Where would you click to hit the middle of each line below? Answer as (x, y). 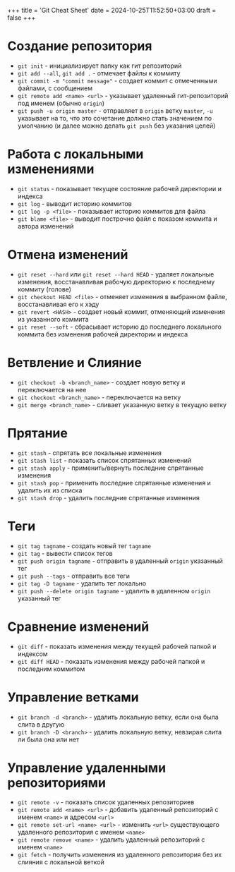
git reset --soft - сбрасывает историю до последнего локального (120, 327)
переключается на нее (52, 389)
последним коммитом (51, 669)
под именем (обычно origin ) (61, 103)
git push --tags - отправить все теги (74, 576)
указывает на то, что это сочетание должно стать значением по (115, 118)
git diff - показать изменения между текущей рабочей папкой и (117, 646)
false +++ (22, 18)
